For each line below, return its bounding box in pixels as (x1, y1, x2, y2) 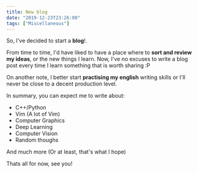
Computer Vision (15, 130, 58, 138)
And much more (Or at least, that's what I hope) (6, 148, 127, 156)
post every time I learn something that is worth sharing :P (6, 62, 151, 69)
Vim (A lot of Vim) (15, 111, 60, 118)
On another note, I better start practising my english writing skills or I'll (6, 74, 185, 81)
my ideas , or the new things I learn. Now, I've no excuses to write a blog (6, 56, 188, 63)
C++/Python (15, 104, 47, 111)
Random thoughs (15, 136, 59, 144)
